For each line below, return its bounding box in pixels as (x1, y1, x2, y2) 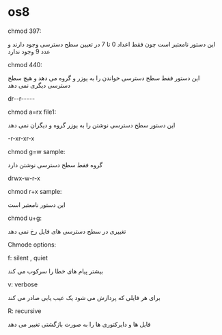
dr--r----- (8, 94, 36, 103)
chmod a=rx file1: (8, 108, 57, 116)
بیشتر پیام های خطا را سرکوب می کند (8, 266, 103, 275)
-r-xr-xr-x (8, 134, 35, 142)
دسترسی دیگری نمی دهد (8, 81, 71, 89)
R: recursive (8, 306, 42, 315)
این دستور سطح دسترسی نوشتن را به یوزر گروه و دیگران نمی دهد (8, 121, 176, 129)
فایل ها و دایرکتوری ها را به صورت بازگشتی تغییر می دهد (8, 320, 151, 328)
